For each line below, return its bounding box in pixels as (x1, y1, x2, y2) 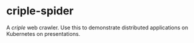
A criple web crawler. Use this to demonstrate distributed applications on (6, 24, 189, 31)
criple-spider (6, 4, 74, 18)
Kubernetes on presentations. (6, 30, 81, 37)
